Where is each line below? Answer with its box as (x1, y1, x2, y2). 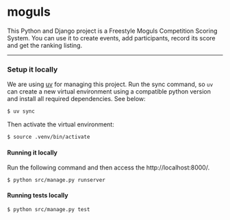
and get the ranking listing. (7, 41, 83, 49)
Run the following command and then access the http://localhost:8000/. (7, 163, 210, 171)
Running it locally (7, 148, 58, 156)
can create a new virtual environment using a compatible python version (7, 87, 211, 96)
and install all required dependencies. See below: (7, 95, 146, 103)
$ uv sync (7, 108, 36, 115)
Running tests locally (7, 191, 68, 199)
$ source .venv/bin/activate (7, 134, 90, 141)
